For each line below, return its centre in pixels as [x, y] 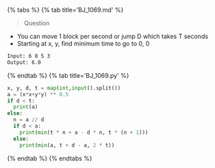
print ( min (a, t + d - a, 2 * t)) [67, 145]
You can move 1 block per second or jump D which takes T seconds [113, 36]
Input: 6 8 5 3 [29, 56]
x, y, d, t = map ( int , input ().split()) [64, 88]
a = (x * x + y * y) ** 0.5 [38, 94]
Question [37, 23]
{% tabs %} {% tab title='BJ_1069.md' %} [65, 10]
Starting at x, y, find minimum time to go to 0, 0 [83, 43]
